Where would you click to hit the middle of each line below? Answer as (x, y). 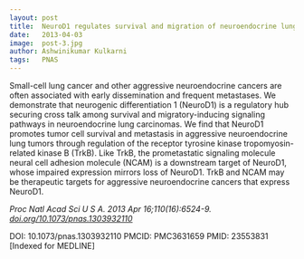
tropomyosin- (269, 143)
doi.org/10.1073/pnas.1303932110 (71, 219)
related (23, 153)
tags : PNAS (34, 60)
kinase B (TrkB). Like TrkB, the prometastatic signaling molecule (157, 153)
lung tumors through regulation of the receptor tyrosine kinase (126, 143)
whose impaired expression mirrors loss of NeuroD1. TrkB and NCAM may (147, 172)
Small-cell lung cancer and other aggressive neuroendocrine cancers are (146, 86)
